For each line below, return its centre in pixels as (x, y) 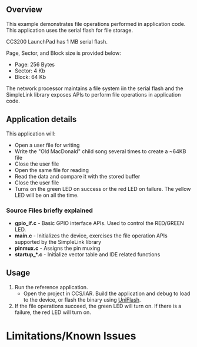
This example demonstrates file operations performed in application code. (96, 24)
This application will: (31, 133)
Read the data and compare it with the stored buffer (77, 176)
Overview (24, 10)
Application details (41, 119)
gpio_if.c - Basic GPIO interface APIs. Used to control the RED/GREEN (99, 223)
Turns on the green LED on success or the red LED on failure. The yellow (103, 189)
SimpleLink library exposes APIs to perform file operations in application (94, 94)
